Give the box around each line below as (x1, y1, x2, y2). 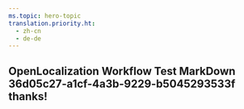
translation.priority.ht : (8, 19, 95, 27)
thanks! (8, 90, 48, 103)
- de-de (15, 34, 42, 43)
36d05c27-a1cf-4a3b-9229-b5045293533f (8, 77, 236, 90)
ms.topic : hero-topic (8, 11, 82, 20)
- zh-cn (15, 27, 42, 35)
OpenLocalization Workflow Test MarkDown (8, 64, 236, 78)
